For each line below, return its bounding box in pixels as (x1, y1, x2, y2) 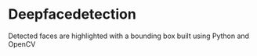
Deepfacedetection (8, 5, 137, 23)
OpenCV (8, 39, 36, 48)
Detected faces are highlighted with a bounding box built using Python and (8, 31, 249, 40)
